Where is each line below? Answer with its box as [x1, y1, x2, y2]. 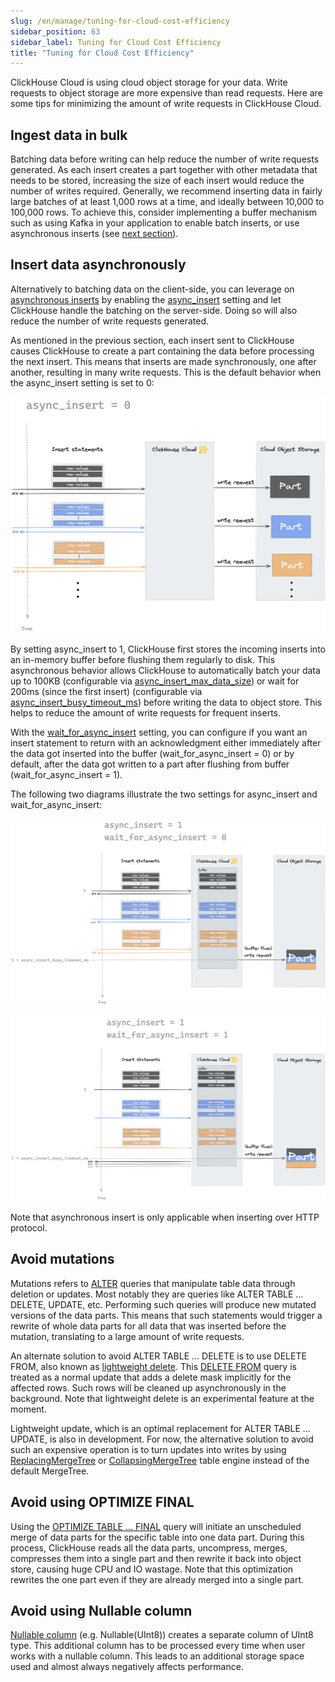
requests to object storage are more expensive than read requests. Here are [10, 87, 323, 99]
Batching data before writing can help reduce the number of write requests [10, 153, 320, 165]
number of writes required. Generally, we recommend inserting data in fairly [10, 185, 323, 197]
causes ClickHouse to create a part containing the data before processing [10, 345, 315, 357]
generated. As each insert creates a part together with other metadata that [10, 164, 318, 176]
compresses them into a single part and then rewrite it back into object [10, 1552, 302, 1564]
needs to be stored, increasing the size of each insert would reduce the [10, 175, 305, 187]
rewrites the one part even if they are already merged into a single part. [10, 1573, 305, 1585]
